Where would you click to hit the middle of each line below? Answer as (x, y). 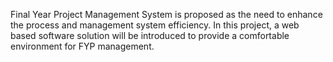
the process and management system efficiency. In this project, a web (155, 25)
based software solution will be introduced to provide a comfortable (150, 35)
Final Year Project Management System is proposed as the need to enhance (166, 14)
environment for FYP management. (82, 46)
